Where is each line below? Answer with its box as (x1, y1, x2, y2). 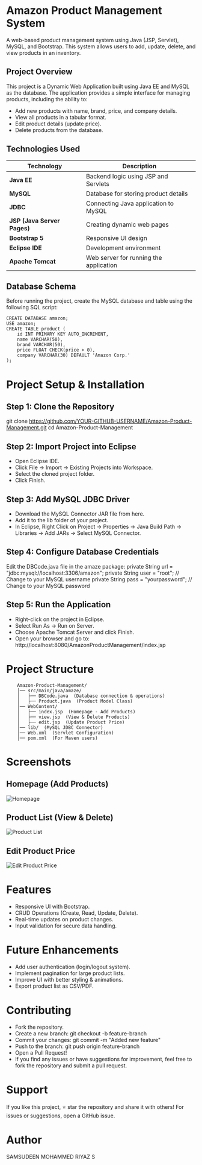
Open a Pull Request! (14, 1049, 67, 1056)
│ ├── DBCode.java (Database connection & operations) (17, 693, 165, 699)
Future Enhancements (6, 943, 119, 957)
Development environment (86, 244, 161, 252)
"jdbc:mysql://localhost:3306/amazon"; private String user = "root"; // (6, 569, 179, 576)
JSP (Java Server (9, 216, 60, 225)
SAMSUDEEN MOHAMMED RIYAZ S (6, 1153, 95, 1160)
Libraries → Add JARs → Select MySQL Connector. (14, 529, 141, 537)
